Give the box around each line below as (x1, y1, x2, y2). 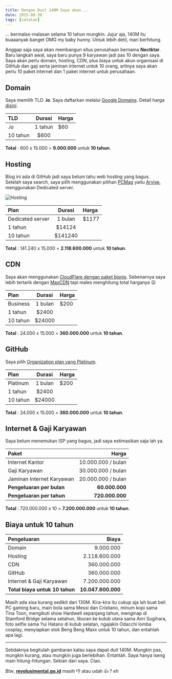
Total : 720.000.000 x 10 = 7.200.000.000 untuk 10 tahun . (5, 505, 130, 512)
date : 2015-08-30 (5, 12, 42, 17)
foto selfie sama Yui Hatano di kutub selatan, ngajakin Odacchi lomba (5, 621, 152, 628)
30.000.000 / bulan (79, 467, 126, 474)
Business (8, 300, 30, 307)
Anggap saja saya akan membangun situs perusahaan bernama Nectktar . (5, 47, 161, 53)
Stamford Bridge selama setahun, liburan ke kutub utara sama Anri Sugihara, (5, 616, 167, 622)
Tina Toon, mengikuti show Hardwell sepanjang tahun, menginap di (5, 610, 147, 616)
